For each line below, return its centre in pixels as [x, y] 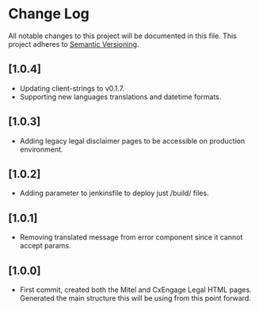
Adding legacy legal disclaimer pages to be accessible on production [132, 140]
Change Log [49, 14]
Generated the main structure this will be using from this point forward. [135, 298]
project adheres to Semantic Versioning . [74, 44]
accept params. [45, 246]
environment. [41, 149]
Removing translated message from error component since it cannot [131, 237]
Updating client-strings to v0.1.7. [72, 88]
